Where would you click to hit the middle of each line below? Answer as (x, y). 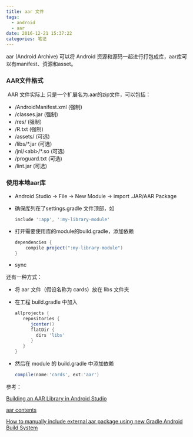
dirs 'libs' (51, 335)
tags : (13, 17)
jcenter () (42, 324)
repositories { (41, 318)
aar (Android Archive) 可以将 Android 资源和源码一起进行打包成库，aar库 (94, 56)
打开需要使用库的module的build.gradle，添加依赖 (74, 231)
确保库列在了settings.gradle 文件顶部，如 (64, 208)
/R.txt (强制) (29, 129)
